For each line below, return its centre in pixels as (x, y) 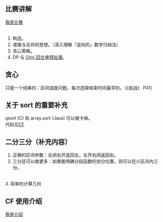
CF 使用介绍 (24, 201)
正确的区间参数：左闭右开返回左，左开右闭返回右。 (65, 155)
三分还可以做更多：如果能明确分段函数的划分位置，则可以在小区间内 (83, 161)
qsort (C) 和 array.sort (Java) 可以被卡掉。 (49, 118)
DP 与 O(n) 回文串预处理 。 (39, 57)
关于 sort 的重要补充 (36, 105)
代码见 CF (15, 125)
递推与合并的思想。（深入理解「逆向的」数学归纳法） (66, 44)
